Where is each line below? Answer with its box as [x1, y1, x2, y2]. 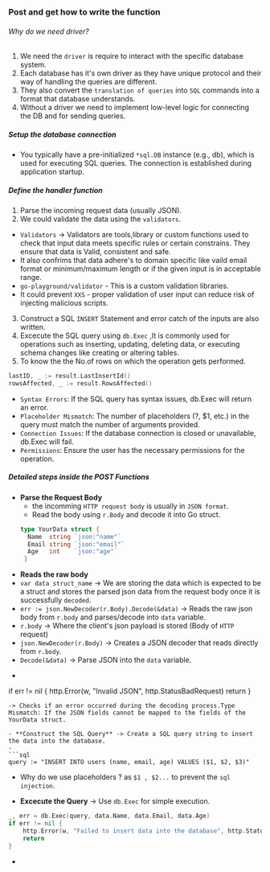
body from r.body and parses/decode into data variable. [19, 612, 207, 622]
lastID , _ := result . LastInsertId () [8, 372, 131, 380]
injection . [19, 781, 55, 791]
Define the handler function [8, 185, 103, 195]
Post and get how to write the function [8, 6, 161, 18]
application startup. [19, 167, 85, 177]
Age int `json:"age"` [27, 548, 118, 556]
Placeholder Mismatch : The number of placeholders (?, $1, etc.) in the [19, 411, 250, 421]
